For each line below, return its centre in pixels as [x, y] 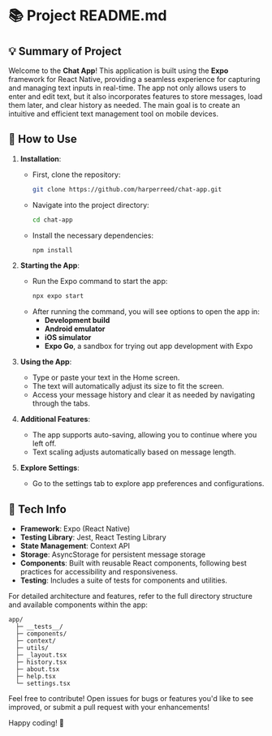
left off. [44, 444]
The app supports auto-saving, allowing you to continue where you [145, 435]
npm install [52, 250]
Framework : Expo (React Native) [75, 529]
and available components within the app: [78, 605]
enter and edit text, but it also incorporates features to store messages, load [136, 97]
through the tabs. [61, 403]
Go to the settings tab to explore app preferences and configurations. [148, 484]
